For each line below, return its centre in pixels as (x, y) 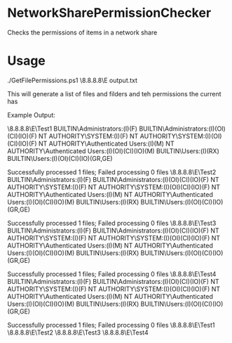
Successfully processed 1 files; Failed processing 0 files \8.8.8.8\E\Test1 (111, 325)
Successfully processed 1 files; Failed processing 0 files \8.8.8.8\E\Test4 (112, 274)
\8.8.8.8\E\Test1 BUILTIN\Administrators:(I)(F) (73, 129)
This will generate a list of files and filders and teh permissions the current (115, 93)
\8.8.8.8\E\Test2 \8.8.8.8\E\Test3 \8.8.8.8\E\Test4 (78, 332)
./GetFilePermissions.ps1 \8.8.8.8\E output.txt (73, 80)
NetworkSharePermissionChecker (109, 13)
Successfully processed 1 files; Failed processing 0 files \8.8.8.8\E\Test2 (112, 172)
